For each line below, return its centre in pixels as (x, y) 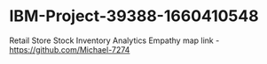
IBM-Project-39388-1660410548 (134, 16)
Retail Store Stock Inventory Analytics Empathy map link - (114, 40)
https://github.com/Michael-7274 (70, 49)
